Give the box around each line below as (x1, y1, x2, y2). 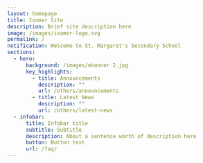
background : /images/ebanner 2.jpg (25, 62, 129, 69)
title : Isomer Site (7, 17, 64, 24)
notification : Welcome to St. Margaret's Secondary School (7, 42, 182, 49)
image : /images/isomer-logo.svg (7, 29, 100, 37)
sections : (7, 49, 36, 56)
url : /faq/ (25, 146, 58, 153)
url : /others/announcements (37, 87, 119, 94)
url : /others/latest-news (37, 107, 113, 114)
